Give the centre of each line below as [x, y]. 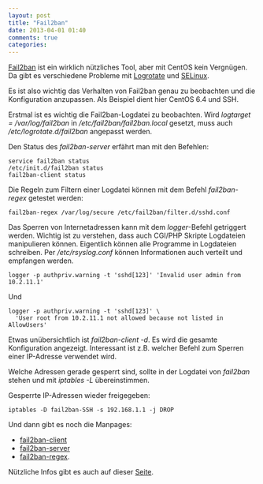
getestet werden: [56, 198]
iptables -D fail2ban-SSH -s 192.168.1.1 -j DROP [91, 410]
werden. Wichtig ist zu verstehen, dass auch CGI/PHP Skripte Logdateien [127, 236]
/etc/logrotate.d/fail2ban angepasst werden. [80, 132]
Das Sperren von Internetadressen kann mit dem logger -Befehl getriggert [127, 227]
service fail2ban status [49, 161]
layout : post [30, 15]
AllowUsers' [28, 325]
